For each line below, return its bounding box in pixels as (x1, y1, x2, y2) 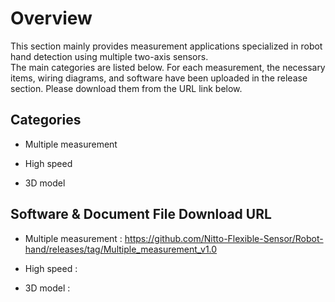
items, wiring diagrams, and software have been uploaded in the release (10, 72, 308, 84)
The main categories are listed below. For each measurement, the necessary (10, 61, 326, 73)
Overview (10, 7, 93, 30)
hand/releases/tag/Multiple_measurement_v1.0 (24, 243, 218, 255)
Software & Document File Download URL (10, 206, 272, 223)
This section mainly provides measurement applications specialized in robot (10, 40, 323, 52)
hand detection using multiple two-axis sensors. (10, 50, 209, 62)
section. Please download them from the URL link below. (10, 82, 243, 94)
